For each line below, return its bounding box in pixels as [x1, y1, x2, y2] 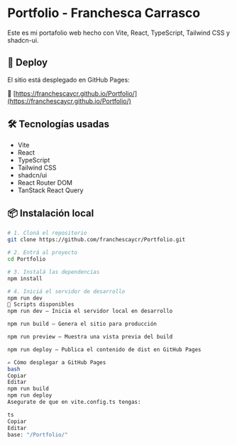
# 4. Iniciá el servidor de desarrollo [7, 287, 126, 295]
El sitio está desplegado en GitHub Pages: [7, 75, 130, 84]
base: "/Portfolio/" [7, 431, 69, 438]
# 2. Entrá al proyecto [7, 249, 78, 256]
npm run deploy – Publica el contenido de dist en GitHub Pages [7, 346, 202, 353]
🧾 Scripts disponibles [7, 301, 75, 308]
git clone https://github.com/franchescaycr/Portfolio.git [7, 236, 186, 243]
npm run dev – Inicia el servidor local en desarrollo [7, 307, 173, 315]
